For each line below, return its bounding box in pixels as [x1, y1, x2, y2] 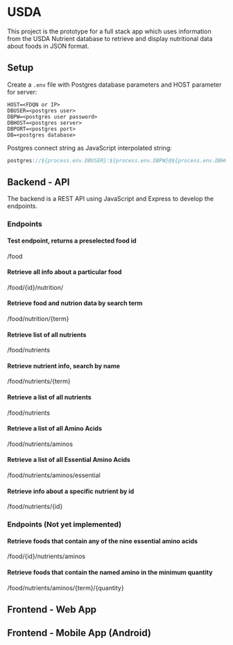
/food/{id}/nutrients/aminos [7, 552, 85, 560]
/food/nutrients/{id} [7, 502, 63, 510]
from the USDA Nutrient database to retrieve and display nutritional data [7, 34, 213, 42]
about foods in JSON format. [7, 42, 89, 50]
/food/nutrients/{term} [7, 377, 71, 386]
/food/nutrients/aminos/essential [7, 471, 101, 479]
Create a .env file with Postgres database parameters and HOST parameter [7, 80, 222, 89]
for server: [7, 87, 37, 96]
